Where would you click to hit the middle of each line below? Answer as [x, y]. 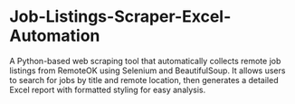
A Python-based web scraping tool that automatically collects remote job [145, 61]
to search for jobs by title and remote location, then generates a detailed [144, 80]
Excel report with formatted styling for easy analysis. [108, 90]
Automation [55, 36]
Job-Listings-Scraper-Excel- [120, 17]
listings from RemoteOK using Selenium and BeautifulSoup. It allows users [147, 71]
